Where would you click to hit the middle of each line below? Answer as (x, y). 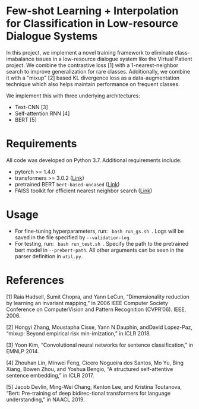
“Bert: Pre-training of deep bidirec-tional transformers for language (89, 393)
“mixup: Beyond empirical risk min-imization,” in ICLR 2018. (79, 333)
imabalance (20, 59)
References (35, 280)
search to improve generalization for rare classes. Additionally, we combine (98, 71)
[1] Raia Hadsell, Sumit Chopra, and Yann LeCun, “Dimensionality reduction (98, 297)
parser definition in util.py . (49, 256)
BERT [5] (26, 119)
